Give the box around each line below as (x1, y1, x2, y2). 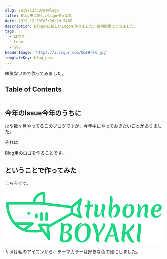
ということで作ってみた (5, 166, 77, 174)
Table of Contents (5, 85, 62, 93)
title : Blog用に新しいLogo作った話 (5, 13, 72, 18)
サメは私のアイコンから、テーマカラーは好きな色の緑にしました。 (5, 248, 141, 254)
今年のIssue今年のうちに (5, 109, 82, 117)
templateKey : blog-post (5, 55, 55, 60)
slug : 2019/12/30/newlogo (5, 8, 59, 13)
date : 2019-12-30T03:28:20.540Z (5, 18, 72, 23)
